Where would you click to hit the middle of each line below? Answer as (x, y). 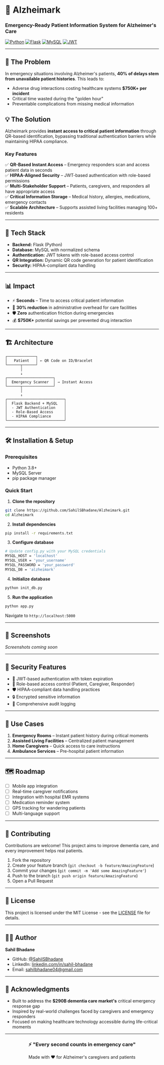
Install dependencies (34, 524)
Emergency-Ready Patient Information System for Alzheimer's (81, 25)
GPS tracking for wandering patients (49, 808)
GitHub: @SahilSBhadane (38, 959)
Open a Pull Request (33, 881)
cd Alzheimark (20, 515)
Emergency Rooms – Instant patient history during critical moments (80, 736)
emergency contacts (26, 202)
